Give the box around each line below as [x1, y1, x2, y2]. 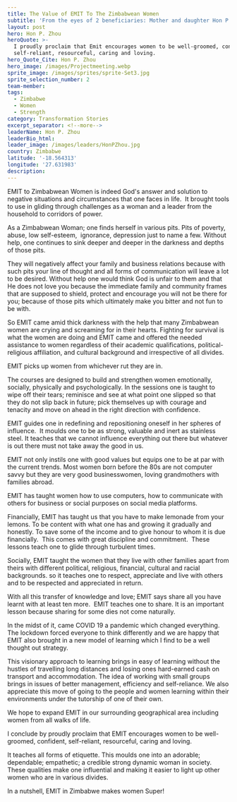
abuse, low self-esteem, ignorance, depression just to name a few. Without [7, 231, 227, 239]
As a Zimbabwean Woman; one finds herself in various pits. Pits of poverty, [7, 223, 226, 231]
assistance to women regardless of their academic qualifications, [7, 340, 197, 349]
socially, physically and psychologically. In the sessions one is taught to [7, 382, 215, 391]
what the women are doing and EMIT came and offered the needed [7, 333, 202, 341]
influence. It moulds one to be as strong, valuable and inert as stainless [7, 426, 217, 435]
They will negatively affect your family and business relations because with [7, 259, 226, 268]
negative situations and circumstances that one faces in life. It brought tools [7, 195, 229, 203]
